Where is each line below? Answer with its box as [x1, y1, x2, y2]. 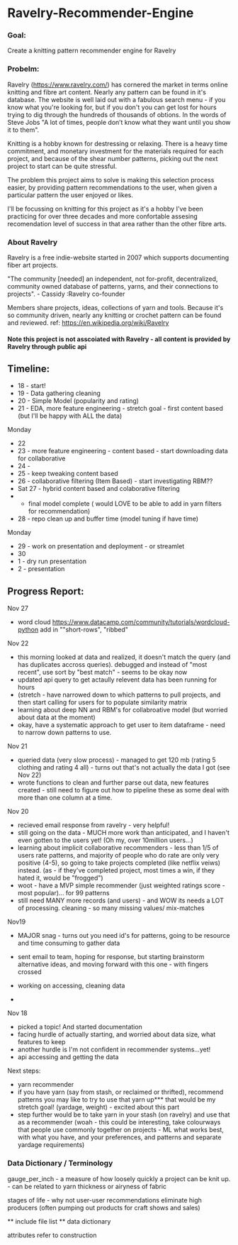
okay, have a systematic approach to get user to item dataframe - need [17, 721, 225, 729]
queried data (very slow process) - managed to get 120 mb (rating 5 [17, 756, 216, 764]
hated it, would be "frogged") [17, 874, 104, 882]
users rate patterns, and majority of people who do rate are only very [17, 851, 220, 860]
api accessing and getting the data [17, 1053, 119, 1061]
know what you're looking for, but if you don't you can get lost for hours [7, 103, 217, 111]
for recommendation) [28, 507, 91, 516]
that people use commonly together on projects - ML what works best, [17, 1126, 225, 1134]
